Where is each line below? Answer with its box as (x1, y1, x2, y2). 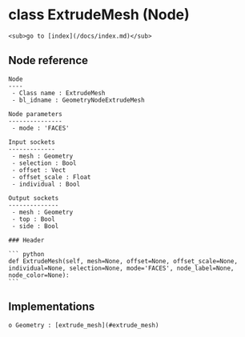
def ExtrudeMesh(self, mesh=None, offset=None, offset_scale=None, (8, 257, 239, 265)
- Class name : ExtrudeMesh (11, 89, 106, 97)
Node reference (8, 54, 89, 67)
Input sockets (8, 138, 56, 146)
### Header (8, 236, 45, 244)
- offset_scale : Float (11, 173, 91, 181)
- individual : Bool (11, 180, 81, 188)
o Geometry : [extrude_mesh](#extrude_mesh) (8, 321, 159, 329)
